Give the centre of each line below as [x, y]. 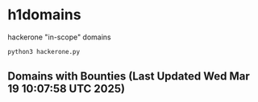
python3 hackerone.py [44, 51]
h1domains [44, 15]
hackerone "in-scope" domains [60, 37]
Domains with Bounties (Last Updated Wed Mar [129, 77]
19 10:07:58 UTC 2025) [67, 89]
